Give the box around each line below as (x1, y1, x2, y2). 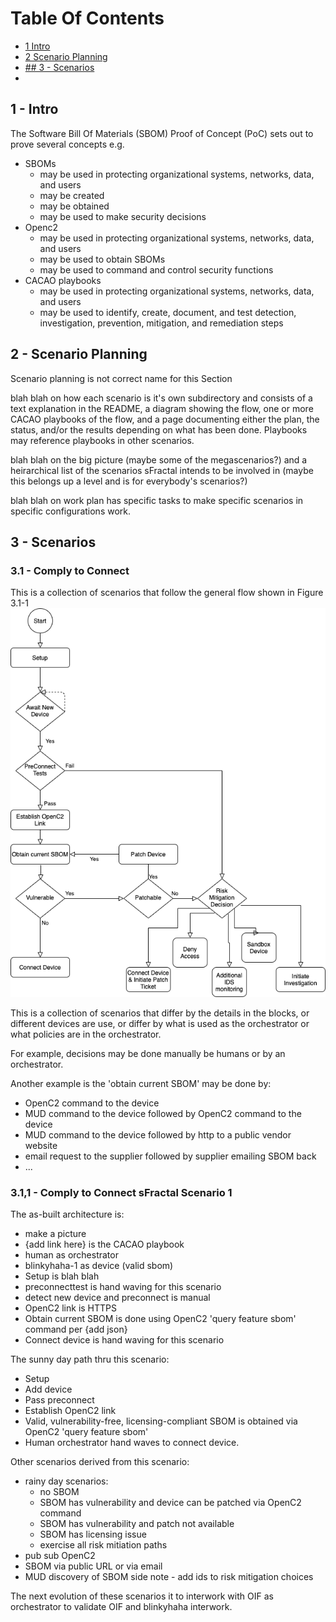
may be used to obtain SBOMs (39, 253, 166, 265)
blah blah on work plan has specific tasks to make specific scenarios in (10, 494, 304, 506)
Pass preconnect (24, 1394, 95, 1406)
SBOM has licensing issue (39, 1528, 147, 1541)
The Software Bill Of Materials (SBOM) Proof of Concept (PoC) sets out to (10, 127, 314, 139)
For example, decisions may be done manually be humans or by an (10, 1048, 286, 1060)
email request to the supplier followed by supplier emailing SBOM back (24, 1150, 317, 1162)
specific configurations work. (10, 505, 132, 517)
